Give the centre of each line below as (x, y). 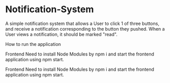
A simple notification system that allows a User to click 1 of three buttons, (82, 23)
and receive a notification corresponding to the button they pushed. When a (85, 29)
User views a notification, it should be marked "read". (61, 34)
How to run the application (33, 44)
